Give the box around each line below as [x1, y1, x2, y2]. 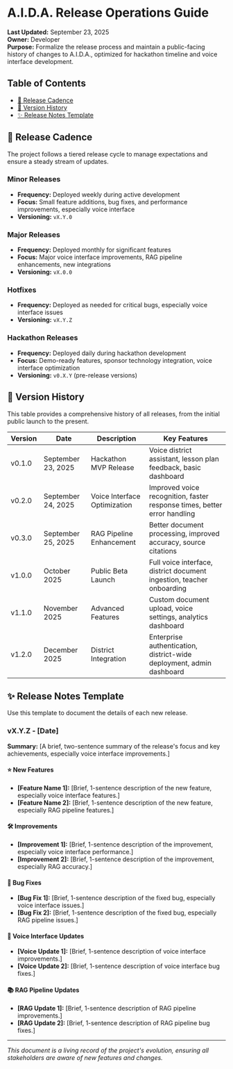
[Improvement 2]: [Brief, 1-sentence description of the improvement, [17, 855, 215, 863]
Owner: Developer [7, 35, 60, 43]
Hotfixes [7, 285, 37, 295]
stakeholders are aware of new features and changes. [7, 1053, 163, 1061]
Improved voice [148, 482, 200, 492]
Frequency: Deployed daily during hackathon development [17, 349, 187, 357]
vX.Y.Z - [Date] [7, 726, 59, 736]
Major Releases [7, 229, 60, 239]
